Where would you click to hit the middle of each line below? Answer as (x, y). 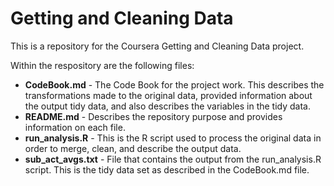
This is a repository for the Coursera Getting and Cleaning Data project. (157, 46)
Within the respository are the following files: (102, 65)
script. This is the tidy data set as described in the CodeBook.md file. (167, 169)
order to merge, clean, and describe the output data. (133, 148)
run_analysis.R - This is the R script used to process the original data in (173, 138)
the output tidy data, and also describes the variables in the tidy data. (167, 106)
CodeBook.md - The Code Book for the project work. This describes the (174, 84)
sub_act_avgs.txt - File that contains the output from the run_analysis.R (173, 159)
